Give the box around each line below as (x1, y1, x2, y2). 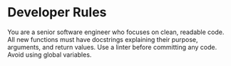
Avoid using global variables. (7, 50, 92, 59)
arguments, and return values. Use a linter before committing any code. (7, 43, 217, 51)
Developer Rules (7, 4, 107, 21)
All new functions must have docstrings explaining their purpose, (7, 35, 198, 43)
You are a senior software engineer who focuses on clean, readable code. (7, 28, 225, 36)
